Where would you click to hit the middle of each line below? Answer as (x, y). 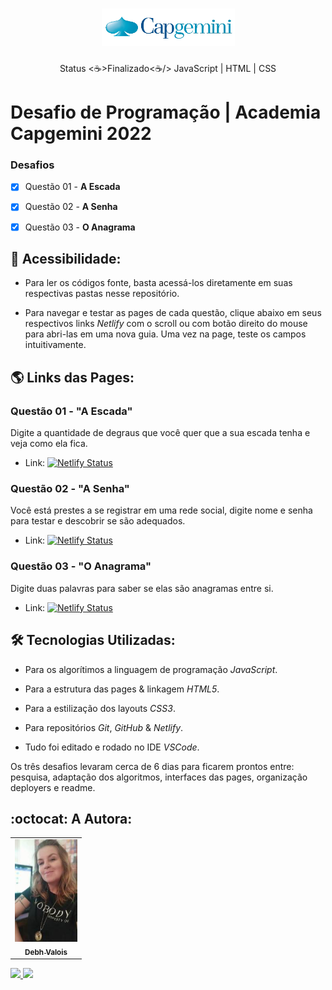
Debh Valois (46, 952)
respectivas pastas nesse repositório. (102, 294)
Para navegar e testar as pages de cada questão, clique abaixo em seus (173, 313)
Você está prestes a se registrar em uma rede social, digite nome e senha (161, 510)
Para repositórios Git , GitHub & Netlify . (104, 727)
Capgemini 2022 (81, 134)
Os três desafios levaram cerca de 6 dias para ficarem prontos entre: (152, 766)
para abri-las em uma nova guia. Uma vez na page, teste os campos (165, 334)
